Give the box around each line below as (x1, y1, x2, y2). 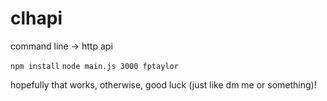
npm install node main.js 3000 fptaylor (10, 61, 179, 71)
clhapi (10, 7, 63, 30)
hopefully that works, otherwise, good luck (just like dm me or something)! (10, 78, 317, 91)
